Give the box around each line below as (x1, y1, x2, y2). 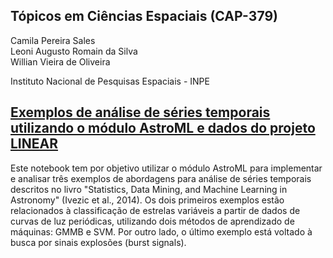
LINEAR (10, 135, 59, 153)
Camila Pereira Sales (10, 34, 96, 46)
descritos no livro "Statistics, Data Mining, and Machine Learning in (10, 183, 288, 195)
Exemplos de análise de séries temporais (10, 104, 271, 121)
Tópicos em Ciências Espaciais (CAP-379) (10, 8, 278, 25)
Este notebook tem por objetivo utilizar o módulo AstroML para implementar (10, 162, 323, 174)
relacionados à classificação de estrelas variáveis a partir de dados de (10, 204, 301, 216)
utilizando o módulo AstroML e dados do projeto (10, 120, 316, 137)
